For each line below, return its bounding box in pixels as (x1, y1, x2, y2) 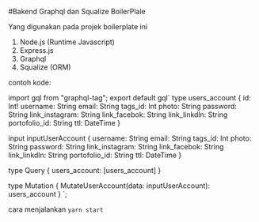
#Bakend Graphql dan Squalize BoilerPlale (8, 7, 147, 16)
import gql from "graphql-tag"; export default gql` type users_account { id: (8, 93, 251, 102)
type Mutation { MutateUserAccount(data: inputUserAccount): (8, 181, 211, 190)
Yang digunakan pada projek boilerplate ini (8, 22, 148, 31)
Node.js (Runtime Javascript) (19, 37, 115, 47)
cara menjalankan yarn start (8, 205, 104, 214)
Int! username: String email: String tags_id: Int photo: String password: (8, 102, 238, 111)
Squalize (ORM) (19, 62, 71, 72)
